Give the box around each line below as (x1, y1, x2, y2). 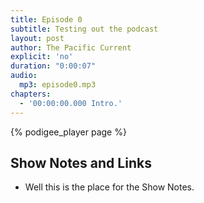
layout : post (10, 33, 65, 43)
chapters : (10, 89, 52, 99)
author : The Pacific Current (10, 42, 132, 53)
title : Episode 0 (10, 14, 83, 25)
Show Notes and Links (10, 154, 152, 171)
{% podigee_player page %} (10, 126, 127, 138)
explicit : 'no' (10, 52, 74, 62)
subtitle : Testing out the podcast (10, 24, 159, 34)
